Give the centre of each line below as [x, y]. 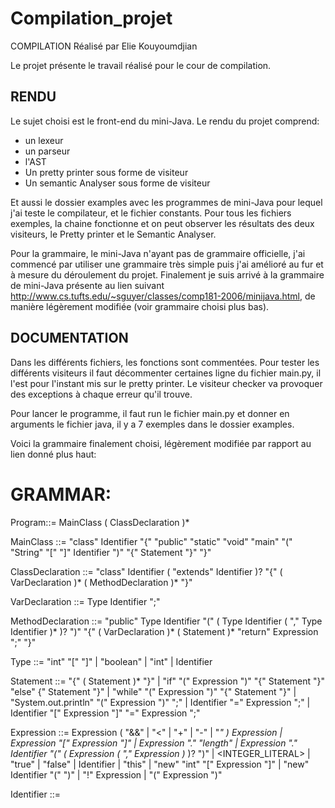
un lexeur [44, 140]
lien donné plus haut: [53, 454]
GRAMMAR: [61, 494]
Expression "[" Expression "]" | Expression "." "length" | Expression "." [154, 743]
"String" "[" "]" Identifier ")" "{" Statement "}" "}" [111, 552]
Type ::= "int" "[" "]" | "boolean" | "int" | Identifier [111, 661]
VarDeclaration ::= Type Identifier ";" [85, 601]
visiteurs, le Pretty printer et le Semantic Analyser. [113, 234]
